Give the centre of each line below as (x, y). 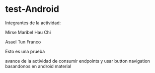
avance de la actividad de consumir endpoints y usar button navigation (78, 61)
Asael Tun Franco (23, 42)
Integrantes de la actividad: (33, 23)
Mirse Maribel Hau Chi (28, 32)
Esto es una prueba (25, 51)
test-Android (32, 9)
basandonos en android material (38, 66)
